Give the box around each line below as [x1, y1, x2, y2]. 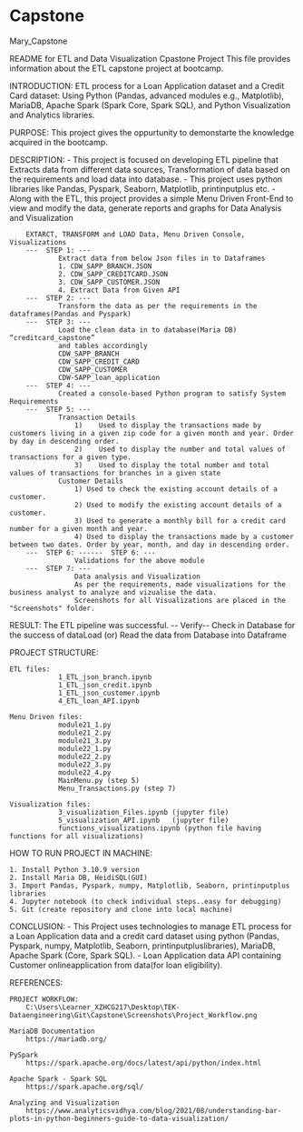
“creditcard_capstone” [9, 333, 95, 342]
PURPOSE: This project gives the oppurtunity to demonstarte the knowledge [9, 126, 295, 137]
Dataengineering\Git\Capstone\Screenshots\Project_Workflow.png [9, 1010, 258, 1019]
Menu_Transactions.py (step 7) [57, 784, 177, 793]
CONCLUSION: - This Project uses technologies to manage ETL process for [9, 920, 292, 932]
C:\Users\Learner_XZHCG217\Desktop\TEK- [25, 1002, 181, 1012]
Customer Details [57, 476, 124, 486]
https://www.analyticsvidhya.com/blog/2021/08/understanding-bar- [25, 1106, 282, 1115]
